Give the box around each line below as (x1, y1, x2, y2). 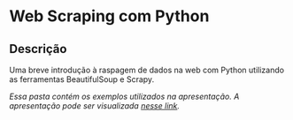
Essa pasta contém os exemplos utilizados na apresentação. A (9, 91, 240, 101)
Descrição (9, 41, 67, 56)
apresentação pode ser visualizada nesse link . (9, 101, 180, 111)
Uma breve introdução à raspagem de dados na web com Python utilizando (9, 64, 285, 75)
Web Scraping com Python (9, 6, 210, 26)
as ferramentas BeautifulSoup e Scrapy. (9, 74, 155, 85)
